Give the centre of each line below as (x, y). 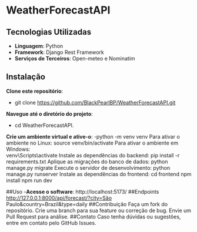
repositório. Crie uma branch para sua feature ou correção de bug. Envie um (99, 210)
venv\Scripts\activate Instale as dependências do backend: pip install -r (93, 155)
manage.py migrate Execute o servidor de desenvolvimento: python (88, 167)
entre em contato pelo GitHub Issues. (51, 223)
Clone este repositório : (35, 91)
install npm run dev (29, 180)
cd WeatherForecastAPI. (44, 125)
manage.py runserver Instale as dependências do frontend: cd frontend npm (99, 174)
